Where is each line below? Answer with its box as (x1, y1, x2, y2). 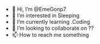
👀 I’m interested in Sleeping (11, 12, 80, 19)
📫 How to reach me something (11, 32, 89, 38)
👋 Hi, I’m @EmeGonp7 (11, 6, 66, 12)
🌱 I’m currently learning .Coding (11, 18, 90, 25)
